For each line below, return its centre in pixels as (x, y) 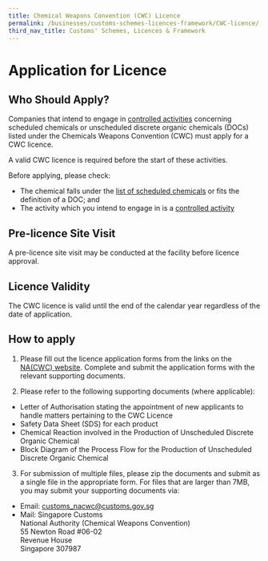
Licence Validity (49, 287)
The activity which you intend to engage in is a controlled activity (127, 208)
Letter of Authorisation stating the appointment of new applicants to (132, 406)
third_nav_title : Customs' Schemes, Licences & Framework (107, 30)
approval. (24, 261)
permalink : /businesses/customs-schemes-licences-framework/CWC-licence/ (134, 23)
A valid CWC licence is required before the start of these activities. (118, 160)
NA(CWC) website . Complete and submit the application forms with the (137, 367)
